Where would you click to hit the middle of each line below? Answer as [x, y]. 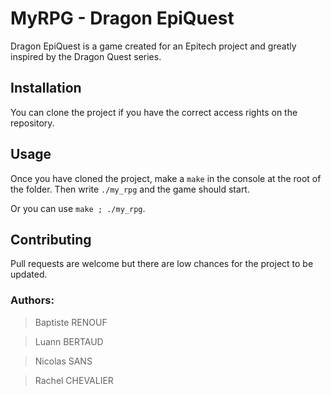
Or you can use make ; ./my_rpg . [78, 208]
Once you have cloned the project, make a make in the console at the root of [166, 178]
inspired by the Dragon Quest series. [86, 56]
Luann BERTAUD [69, 341]
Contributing [51, 239]
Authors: [32, 300]
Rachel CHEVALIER [74, 380]
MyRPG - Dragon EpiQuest [122, 18]
